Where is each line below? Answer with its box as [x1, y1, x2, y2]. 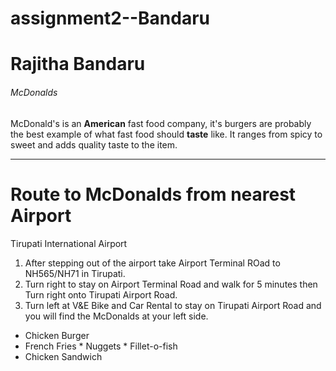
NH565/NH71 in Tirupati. [24, 267, 126, 279]
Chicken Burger [24, 329, 90, 341]
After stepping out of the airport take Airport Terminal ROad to [24, 257, 281, 269]
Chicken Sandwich [24, 350, 103, 362]
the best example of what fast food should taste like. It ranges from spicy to [10, 128, 323, 140]
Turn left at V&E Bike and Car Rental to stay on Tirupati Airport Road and [24, 299, 322, 311]
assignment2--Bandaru [10, 7, 211, 30]
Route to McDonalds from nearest [10, 183, 297, 206]
